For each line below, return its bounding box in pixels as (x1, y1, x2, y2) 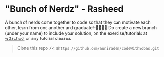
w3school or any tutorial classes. (5, 35, 72, 41)
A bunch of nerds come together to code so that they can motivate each (5, 19, 151, 25)
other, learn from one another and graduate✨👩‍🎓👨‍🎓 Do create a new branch (5, 24, 157, 30)
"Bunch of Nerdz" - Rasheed (5, 3, 124, 15)
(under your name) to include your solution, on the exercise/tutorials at (5, 30, 148, 36)
